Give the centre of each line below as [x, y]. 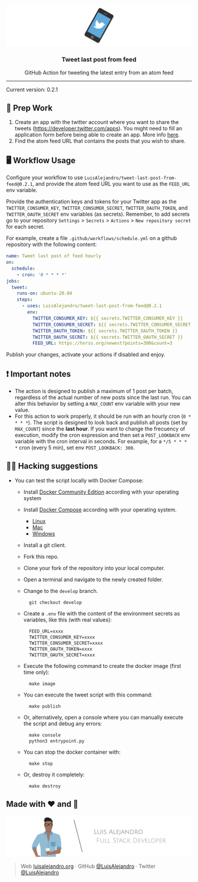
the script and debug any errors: [63, 724]
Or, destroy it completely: [54, 774]
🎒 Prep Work [29, 108]
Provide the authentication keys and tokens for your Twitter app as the [91, 202]
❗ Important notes [39, 374]
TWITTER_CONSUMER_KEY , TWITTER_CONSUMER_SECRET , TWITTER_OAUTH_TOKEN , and [97, 208]
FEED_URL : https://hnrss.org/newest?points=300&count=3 [102, 343]
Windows [44, 533]
